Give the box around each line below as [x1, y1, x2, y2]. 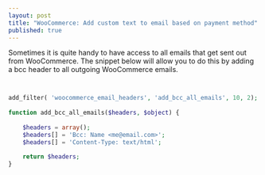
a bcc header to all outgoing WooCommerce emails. [8, 65, 179, 74]
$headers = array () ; [22, 124, 91, 131]
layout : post [8, 11, 52, 20]
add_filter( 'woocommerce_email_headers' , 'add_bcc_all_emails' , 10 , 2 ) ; [8, 94, 259, 102]
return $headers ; [22, 153, 80, 161]
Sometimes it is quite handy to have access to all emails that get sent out [8, 48, 247, 58]
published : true [8, 26, 62, 34]
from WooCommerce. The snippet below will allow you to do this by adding [8, 56, 255, 66]
